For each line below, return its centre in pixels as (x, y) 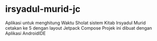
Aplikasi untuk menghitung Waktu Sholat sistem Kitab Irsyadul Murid (75, 23)
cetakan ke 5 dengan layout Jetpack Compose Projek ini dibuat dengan (79, 28)
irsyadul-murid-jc (43, 9)
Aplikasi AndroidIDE (25, 33)
